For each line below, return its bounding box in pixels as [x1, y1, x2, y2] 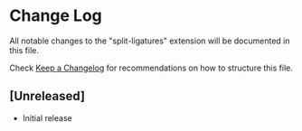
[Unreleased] [9, 89, 86, 104]
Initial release [22, 112, 72, 123]
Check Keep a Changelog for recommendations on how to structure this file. [9, 62, 294, 73]
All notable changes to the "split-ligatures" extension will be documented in [9, 35, 290, 46]
